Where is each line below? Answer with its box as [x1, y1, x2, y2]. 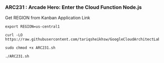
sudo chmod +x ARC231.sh [5, 46, 56, 50]
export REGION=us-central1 [5, 24, 60, 29]
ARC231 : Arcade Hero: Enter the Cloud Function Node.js [5, 4, 142, 11]
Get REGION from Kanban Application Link [5, 15, 90, 21]
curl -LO [5, 33, 23, 38]
